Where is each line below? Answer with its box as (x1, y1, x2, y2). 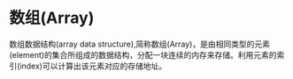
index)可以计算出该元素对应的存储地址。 (19, 61, 166, 71)
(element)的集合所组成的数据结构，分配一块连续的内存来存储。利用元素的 (9, 49, 277, 60)
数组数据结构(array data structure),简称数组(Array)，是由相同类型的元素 (9, 39, 270, 49)
